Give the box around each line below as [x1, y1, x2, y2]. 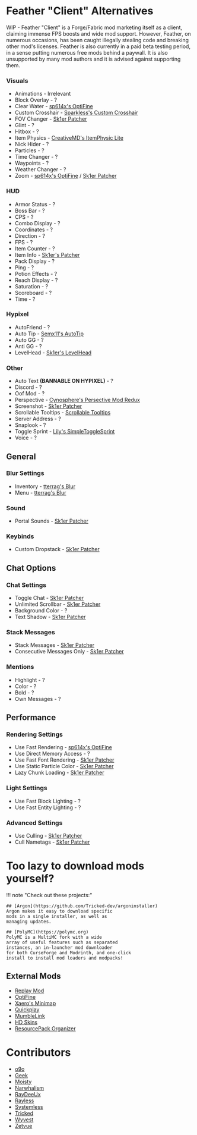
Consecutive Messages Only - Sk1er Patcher [14, 648, 125, 655]
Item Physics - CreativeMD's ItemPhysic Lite [14, 134, 123, 142]
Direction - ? [14, 232, 46, 239]
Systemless [14, 1103, 43, 1110]
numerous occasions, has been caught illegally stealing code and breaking [6, 36, 189, 43]
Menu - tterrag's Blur [14, 489, 66, 496]
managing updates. [6, 919, 52, 925]
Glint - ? [14, 122, 34, 129]
